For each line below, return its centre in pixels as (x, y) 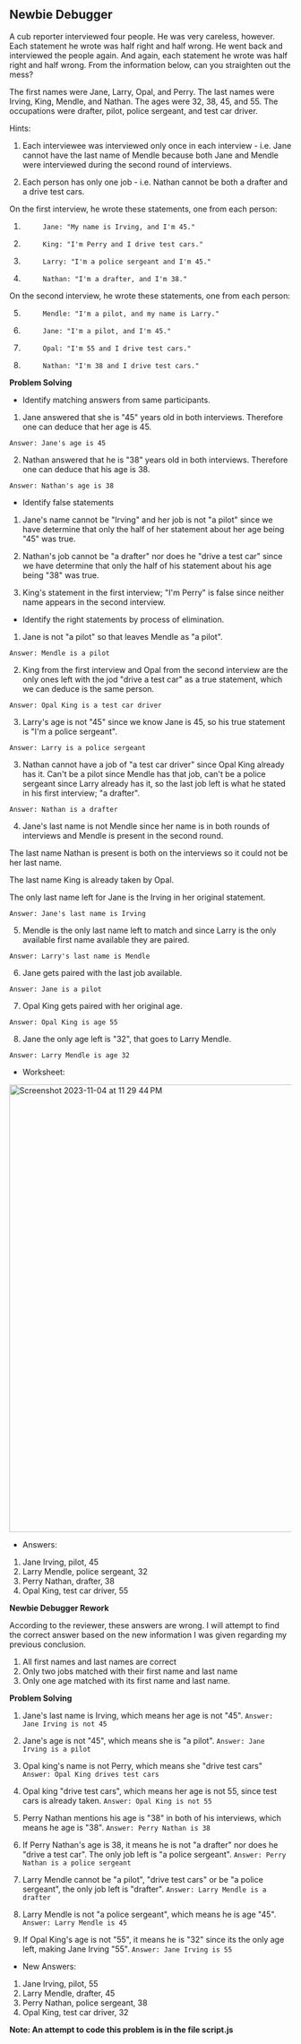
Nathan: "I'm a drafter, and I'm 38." (115, 279)
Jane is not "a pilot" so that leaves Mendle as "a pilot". (122, 636)
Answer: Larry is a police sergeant (77, 747)
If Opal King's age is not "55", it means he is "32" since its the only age (153, 1939)
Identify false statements (68, 502)
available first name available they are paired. (106, 939)
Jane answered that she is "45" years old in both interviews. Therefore (153, 417)
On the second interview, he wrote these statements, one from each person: (150, 296)
